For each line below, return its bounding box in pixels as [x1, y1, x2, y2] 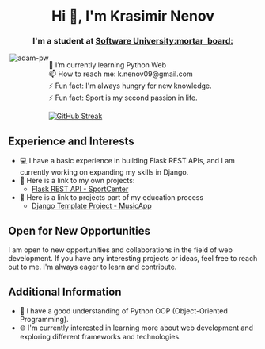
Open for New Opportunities [8, 224, 151, 237]
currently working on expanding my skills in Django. [19, 167, 189, 177]
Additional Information [8, 285, 122, 298]
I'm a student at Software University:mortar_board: [32, 36, 233, 47]
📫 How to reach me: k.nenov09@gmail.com [48, 69, 193, 79]
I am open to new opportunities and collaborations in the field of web [8, 245, 233, 255]
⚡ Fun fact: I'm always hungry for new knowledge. [48, 81, 212, 90]
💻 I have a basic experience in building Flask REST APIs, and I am [19, 156, 236, 166]
